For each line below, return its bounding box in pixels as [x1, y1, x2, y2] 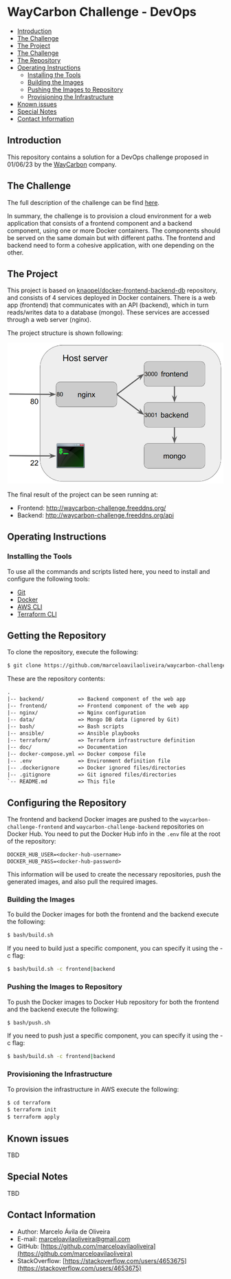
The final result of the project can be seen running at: [7, 490, 158, 499]
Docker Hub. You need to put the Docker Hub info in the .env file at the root [7, 830, 221, 838]
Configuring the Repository [7, 797, 127, 808]
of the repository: [7, 837, 56, 846]
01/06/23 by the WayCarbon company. [7, 160, 117, 169]
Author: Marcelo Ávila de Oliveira [16, 1227, 111, 1236]
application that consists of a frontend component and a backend [7, 219, 192, 227]
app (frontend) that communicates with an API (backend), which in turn [7, 301, 209, 310]
